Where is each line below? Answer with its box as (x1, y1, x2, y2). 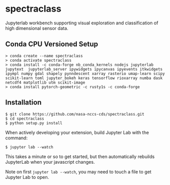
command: (5, 135, 28, 141)
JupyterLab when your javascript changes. (5, 159, 95, 165)
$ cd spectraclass (5, 116, 44, 121)
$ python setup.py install (5, 120, 63, 126)
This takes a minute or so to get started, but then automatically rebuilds (5, 153, 155, 160)
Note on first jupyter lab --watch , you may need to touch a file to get (5, 168, 152, 175)
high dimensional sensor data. (5, 25, 69, 31)
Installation (5, 98, 42, 107)
